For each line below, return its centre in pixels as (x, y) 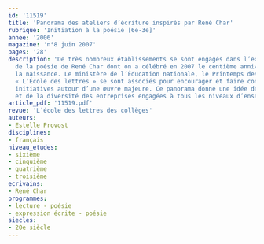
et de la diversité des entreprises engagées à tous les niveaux (125, 96)
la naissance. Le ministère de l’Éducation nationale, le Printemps (130, 74)
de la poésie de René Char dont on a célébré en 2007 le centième (126, 67)
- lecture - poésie (40, 205)
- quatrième (27, 169)
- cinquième (27, 162)
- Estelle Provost (38, 125)
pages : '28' (27, 52)
